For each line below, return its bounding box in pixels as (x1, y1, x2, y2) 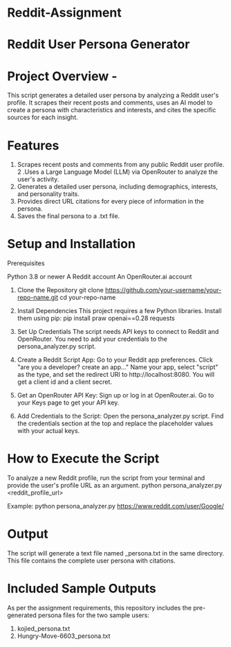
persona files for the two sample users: (37, 611, 150, 619)
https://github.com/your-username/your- (104, 286, 222, 294)
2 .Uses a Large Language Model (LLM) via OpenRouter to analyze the (17, 168, 218, 176)
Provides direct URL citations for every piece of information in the (17, 197, 204, 206)
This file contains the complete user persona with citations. (7, 556, 176, 565)
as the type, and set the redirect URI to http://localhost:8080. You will (17, 371, 215, 379)
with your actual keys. (17, 427, 80, 435)
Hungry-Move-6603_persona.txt (17, 632, 111, 640)
